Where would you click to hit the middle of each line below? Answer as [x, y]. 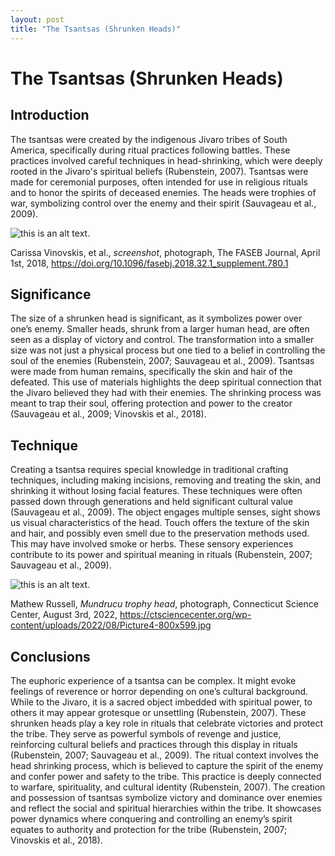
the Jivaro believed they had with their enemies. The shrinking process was [166, 393]
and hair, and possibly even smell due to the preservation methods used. [160, 533]
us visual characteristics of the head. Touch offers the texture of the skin [160, 523]
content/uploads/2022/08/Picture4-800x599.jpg [111, 625]
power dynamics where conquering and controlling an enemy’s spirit [151, 818]
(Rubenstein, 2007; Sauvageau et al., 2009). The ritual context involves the [164, 755]
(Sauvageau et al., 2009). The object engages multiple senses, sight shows [165, 512]
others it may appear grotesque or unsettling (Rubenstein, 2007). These [158, 712]
